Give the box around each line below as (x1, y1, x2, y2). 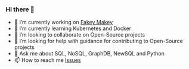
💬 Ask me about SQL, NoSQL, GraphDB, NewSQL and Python (14, 50, 165, 57)
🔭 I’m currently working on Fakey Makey (14, 19, 113, 26)
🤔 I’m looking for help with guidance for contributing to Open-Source (14, 38, 183, 45)
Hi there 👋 (5, 5, 35, 14)
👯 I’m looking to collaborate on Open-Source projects (14, 31, 145, 38)
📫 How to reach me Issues (14, 57, 81, 64)
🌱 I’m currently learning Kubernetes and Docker (14, 25, 132, 32)
